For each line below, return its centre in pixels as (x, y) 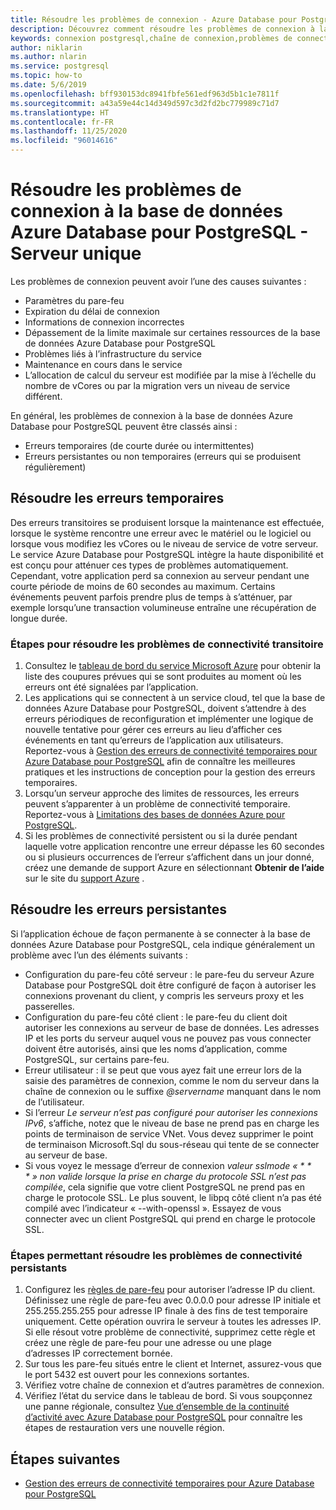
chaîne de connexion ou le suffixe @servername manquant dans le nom (173, 1091)
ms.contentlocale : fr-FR (62, 122)
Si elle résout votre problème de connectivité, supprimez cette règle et (170, 1332)
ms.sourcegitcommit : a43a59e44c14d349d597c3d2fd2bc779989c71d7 (145, 103)
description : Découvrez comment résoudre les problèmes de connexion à (162, 29)
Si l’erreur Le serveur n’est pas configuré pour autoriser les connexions (171, 1112)
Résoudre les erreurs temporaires (117, 498)
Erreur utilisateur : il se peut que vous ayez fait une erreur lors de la (163, 1070)
